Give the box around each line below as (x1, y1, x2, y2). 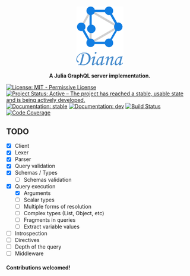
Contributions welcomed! (6, 263, 71, 271)
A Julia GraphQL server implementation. (49, 72, 151, 79)
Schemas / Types (14, 169, 58, 176)
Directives (14, 237, 40, 244)
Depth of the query (14, 243, 62, 250)
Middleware (14, 250, 44, 257)
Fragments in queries (23, 216, 76, 224)
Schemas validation (23, 176, 72, 183)
